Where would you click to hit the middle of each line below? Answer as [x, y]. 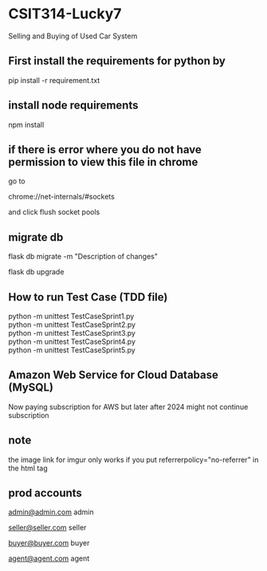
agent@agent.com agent [49, 558]
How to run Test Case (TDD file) [88, 297]
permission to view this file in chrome [103, 161]
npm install [26, 124]
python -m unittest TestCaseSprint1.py [71, 316]
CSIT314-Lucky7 [65, 14]
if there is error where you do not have [105, 150]
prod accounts [45, 493]
